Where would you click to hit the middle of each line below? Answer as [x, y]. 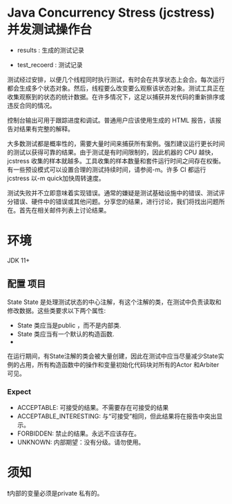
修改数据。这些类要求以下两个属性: [57, 310]
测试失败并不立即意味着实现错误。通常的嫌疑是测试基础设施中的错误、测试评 [116, 192]
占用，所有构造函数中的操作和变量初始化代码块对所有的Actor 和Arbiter [119, 364]
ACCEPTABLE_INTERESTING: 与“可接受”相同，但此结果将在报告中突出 [117, 416]
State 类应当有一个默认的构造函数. [66, 334]
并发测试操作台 [50, 30]
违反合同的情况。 [31, 105]
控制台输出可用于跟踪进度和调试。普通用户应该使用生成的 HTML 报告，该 [111, 120]
